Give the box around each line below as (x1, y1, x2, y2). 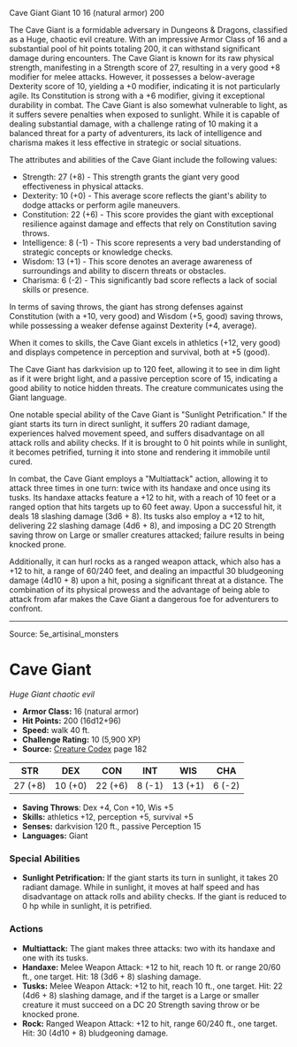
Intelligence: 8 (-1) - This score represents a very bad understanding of (21, 238, 281, 248)
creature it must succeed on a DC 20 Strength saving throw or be (21, 999, 261, 1010)
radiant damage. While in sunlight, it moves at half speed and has (21, 882, 260, 892)
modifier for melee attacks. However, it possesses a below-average (9, 72, 255, 82)
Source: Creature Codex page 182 (21, 743, 148, 754)
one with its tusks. (21, 952, 88, 963)
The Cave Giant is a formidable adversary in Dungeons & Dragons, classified (9, 25, 288, 34)
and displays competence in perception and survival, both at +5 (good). (9, 347, 270, 357)
